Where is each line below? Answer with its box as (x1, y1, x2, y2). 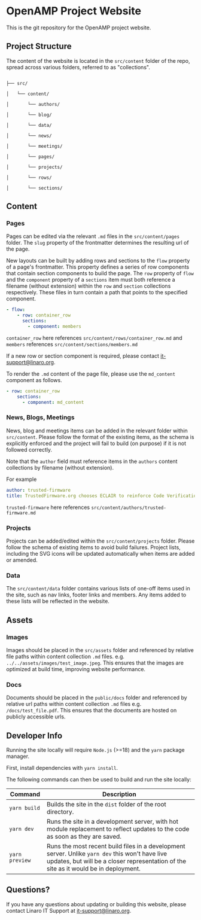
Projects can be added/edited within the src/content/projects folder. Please (6, 537, 195, 544)
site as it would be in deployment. (47, 864, 141, 873)
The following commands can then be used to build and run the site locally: (6, 776, 191, 783)
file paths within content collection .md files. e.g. (6, 653, 124, 660)
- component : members (28, 324, 82, 330)
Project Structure (6, 41, 72, 51)
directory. (47, 808, 74, 816)
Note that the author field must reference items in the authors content (6, 458, 178, 465)
